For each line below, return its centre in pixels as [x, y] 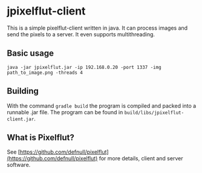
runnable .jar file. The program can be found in [65, 112]
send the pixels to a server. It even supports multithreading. [81, 34]
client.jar [21, 119]
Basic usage [30, 54]
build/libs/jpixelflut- [154, 113]
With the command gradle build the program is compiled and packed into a [102, 106]
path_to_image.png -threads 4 [45, 73]
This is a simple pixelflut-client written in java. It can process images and [97, 28]
